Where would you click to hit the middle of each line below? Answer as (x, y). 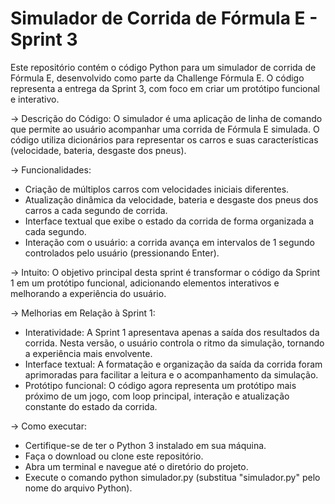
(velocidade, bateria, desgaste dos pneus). (98, 150)
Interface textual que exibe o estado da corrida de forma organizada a (169, 221)
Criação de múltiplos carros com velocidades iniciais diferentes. (157, 189)
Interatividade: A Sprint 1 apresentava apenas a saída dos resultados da (172, 332)
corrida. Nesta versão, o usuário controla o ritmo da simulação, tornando (174, 343)
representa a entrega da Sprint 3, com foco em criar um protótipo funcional (165, 88)
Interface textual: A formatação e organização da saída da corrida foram (173, 364)
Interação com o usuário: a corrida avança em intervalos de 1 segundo (170, 242)
